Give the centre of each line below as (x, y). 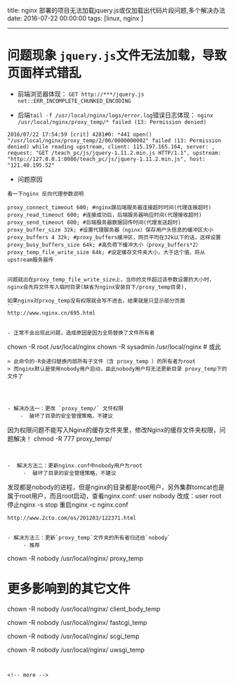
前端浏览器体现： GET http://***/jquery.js (81, 94)
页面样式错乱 (45, 73)
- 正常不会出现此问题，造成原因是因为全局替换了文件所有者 (81, 333)
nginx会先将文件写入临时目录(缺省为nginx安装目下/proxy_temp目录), (97, 287)
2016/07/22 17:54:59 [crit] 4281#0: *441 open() (80, 134)
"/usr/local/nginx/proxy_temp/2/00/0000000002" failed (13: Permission (114, 140)
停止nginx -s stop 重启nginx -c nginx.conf (68, 505)
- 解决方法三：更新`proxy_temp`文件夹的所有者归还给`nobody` (89, 538)
